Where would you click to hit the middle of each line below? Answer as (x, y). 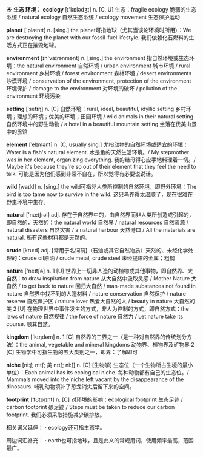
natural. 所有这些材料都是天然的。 (48, 237)
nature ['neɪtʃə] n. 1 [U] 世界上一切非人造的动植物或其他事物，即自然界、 (97, 271)
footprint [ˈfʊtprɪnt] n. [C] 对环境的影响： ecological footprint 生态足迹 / (95, 399)
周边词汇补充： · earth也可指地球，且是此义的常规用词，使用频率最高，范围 (100, 440)
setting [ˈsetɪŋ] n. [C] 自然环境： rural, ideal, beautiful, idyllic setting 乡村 (96, 109)
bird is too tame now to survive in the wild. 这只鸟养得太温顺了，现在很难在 (100, 194)
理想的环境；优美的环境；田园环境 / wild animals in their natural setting (105, 117)
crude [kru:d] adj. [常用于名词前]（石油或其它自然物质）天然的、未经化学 (97, 250)
